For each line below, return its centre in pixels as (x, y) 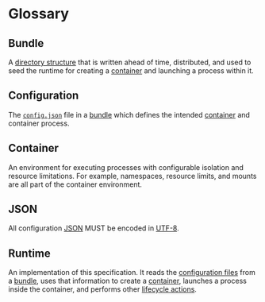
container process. (39, 123)
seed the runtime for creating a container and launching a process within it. (131, 71)
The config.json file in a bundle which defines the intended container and (129, 114)
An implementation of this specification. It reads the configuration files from (132, 273)
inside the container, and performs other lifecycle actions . (102, 289)
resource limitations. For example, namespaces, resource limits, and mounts (132, 176)
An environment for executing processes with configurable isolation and (126, 167)
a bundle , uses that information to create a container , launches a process (128, 281)
